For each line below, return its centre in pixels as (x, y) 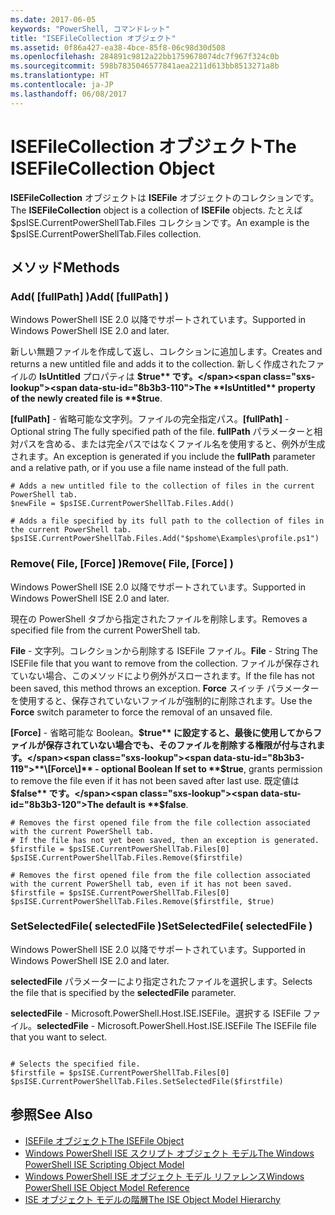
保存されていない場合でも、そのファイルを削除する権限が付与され (180, 745)
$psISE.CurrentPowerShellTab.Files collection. (106, 233)
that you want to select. (59, 1037)
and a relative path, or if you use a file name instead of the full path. (149, 468)
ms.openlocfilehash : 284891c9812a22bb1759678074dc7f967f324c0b (145, 57)
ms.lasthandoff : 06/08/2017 (69, 94)
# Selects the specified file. (75, 1064)
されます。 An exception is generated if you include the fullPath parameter (163, 457)
